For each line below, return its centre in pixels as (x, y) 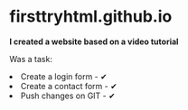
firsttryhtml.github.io (91, 17)
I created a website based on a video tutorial (94, 41)
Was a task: (31, 59)
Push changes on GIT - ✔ (68, 96)
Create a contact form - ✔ (69, 86)
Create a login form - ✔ (64, 76)
